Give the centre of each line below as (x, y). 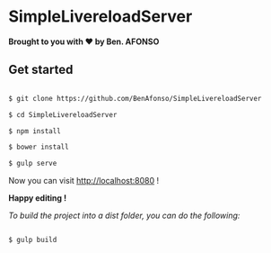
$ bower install (39, 147)
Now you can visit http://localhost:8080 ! (83, 181)
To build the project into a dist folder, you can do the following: (124, 216)
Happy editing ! (38, 198)
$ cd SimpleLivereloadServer (63, 114)
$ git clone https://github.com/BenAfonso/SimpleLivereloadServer (135, 98)
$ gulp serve (33, 164)
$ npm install (35, 131)
